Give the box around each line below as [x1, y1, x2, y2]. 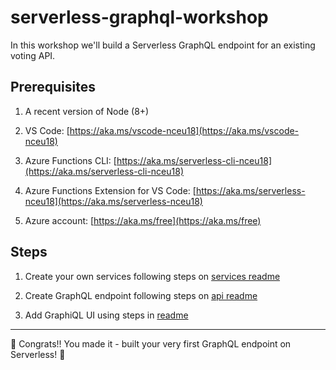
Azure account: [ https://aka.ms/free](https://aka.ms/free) [24, 214, 262, 226]
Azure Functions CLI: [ [24, 154, 117, 166]
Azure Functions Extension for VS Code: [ [24, 184, 197, 196]
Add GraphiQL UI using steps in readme [24, 309, 189, 321]
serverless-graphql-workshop [10, 6, 269, 29]
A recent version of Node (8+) [24, 105, 150, 117]
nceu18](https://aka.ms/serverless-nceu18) [24, 195, 203, 207]
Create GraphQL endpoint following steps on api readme [24, 289, 258, 301]
